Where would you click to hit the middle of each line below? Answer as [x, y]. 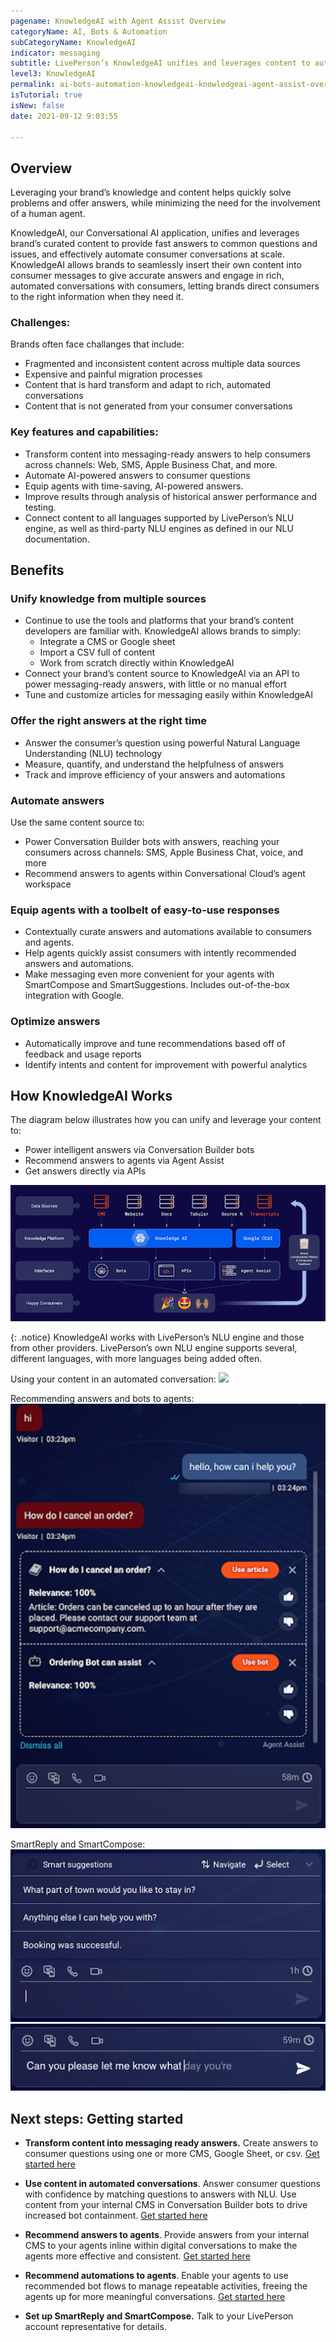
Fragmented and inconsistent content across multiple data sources [162, 364]
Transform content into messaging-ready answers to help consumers [168, 454]
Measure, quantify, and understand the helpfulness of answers [154, 764]
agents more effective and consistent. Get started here [137, 2256]
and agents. [49, 942]
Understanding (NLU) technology [93, 753]
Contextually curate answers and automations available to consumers [168, 932]
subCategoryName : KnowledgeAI [73, 42]
